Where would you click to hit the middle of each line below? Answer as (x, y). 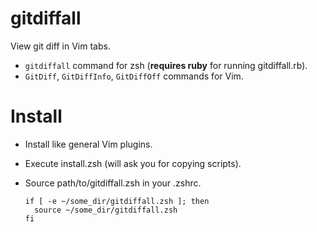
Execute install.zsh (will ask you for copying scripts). (133, 163)
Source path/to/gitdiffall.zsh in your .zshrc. (113, 183)
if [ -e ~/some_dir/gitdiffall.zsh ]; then (117, 201)
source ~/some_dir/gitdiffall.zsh (106, 210)
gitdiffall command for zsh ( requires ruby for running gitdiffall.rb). (166, 65)
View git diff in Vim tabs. (60, 46)
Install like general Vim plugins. (88, 144)
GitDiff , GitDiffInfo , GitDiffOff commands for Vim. (134, 76)
